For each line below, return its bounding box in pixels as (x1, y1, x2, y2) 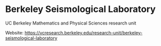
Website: (5, 29, 24, 35)
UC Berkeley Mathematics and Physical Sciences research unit (5, 20, 137, 26)
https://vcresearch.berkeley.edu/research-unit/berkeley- (24, 29, 143, 35)
